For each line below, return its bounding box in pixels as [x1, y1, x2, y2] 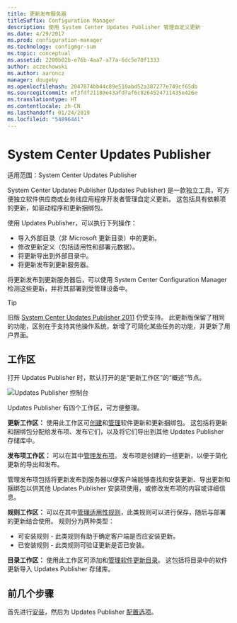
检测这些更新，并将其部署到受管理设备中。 [7, 284, 132, 293]
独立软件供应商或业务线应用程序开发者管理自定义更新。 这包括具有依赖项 [13, 194, 226, 203]
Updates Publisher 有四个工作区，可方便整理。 [7, 403, 144, 412]
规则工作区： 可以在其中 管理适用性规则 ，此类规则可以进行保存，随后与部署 [7, 508, 226, 517]
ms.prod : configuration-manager [7, 37, 103, 44]
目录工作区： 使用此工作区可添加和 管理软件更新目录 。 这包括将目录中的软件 [7, 556, 228, 564]
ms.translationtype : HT [7, 96, 78, 103]
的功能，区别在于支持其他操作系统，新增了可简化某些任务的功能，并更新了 [7, 322, 224, 330]
